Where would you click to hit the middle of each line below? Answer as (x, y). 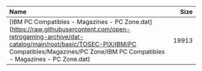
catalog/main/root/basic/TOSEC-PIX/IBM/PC (73, 44)
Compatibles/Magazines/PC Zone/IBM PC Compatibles (87, 52)
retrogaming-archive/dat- (47, 37)
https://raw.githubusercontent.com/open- (71, 29)
